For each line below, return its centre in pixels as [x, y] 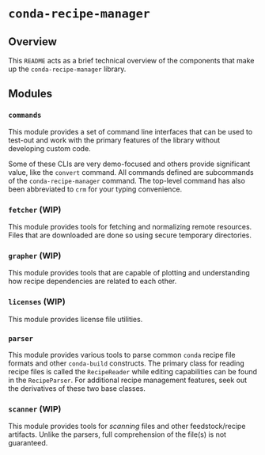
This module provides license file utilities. [76, 319]
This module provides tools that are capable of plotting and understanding [129, 273]
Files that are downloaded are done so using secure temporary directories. [130, 235]
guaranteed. [28, 443]
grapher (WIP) [35, 256]
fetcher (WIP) [35, 210]
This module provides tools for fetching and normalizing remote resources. [130, 226]
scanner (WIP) [35, 408]
